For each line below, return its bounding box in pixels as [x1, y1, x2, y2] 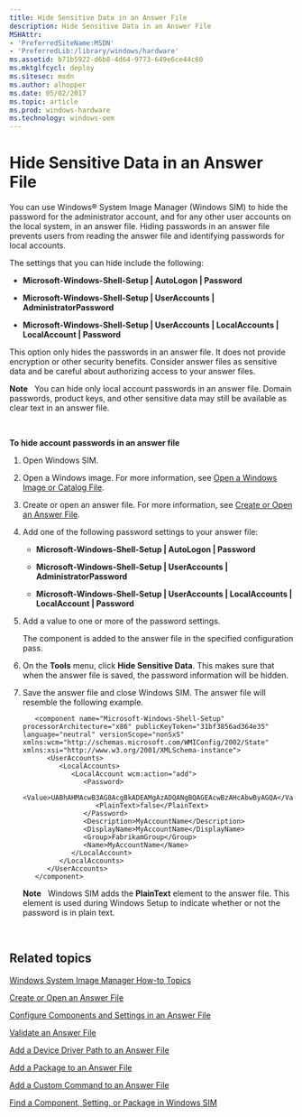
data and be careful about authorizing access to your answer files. [9, 366, 256, 377]
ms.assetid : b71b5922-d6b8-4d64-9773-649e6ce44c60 [9, 55, 204, 64]
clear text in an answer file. [9, 402, 110, 413]
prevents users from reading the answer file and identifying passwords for [9, 231, 286, 242]
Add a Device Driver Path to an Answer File [9, 1044, 169, 1056]
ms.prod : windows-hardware [9, 106, 111, 115]
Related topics [9, 951, 92, 966]
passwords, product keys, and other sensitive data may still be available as [9, 393, 287, 404]
